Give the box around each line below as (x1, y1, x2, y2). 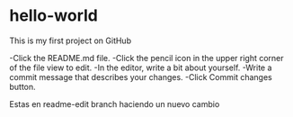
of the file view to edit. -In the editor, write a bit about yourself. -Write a (9, 62, 272, 73)
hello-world (9, 5, 99, 26)
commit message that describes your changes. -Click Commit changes (9, 71, 272, 82)
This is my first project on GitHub (9, 35, 132, 46)
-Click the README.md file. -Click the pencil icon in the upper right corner (9, 52, 285, 63)
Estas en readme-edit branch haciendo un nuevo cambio (9, 98, 220, 109)
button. (9, 81, 36, 92)
